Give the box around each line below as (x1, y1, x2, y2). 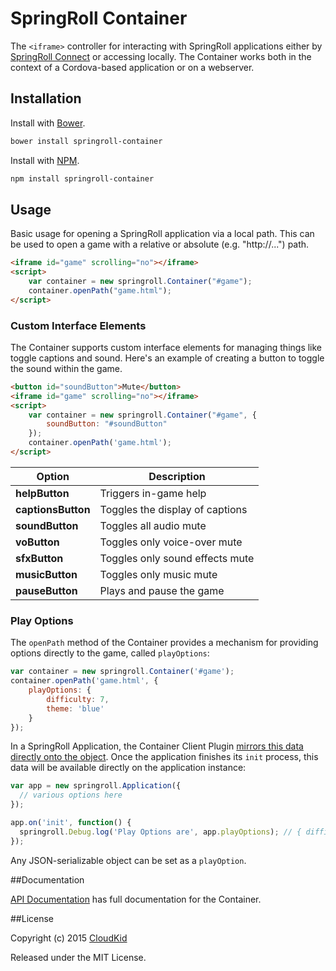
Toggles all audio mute (99, 518, 207, 532)
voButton (15, 535, 60, 549)
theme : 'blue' (46, 703, 105, 714)
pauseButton (15, 583, 78, 597)
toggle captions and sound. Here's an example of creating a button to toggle (10, 352, 325, 364)
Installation (10, 90, 82, 107)
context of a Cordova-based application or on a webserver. (10, 61, 255, 73)
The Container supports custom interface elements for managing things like (10, 341, 323, 353)
